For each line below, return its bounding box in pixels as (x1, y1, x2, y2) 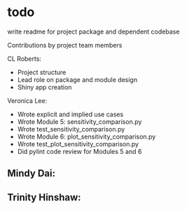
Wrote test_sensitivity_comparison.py (17, 125, 125, 133)
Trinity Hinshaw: (7, 191, 82, 203)
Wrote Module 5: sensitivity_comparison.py (17, 117, 142, 126)
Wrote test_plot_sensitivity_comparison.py (17, 139, 139, 148)
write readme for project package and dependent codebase (7, 27, 180, 36)
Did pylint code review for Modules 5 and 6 (17, 147, 142, 155)
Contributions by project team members (7, 41, 123, 49)
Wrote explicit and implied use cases (17, 110, 124, 118)
